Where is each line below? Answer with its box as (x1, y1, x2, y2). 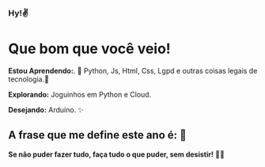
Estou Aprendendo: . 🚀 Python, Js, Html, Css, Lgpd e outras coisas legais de (8, 66, 258, 75)
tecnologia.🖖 (8, 74, 50, 84)
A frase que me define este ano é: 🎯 (8, 128, 187, 142)
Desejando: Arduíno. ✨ (8, 104, 85, 114)
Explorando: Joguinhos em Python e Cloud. (8, 89, 152, 99)
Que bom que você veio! (8, 40, 172, 58)
